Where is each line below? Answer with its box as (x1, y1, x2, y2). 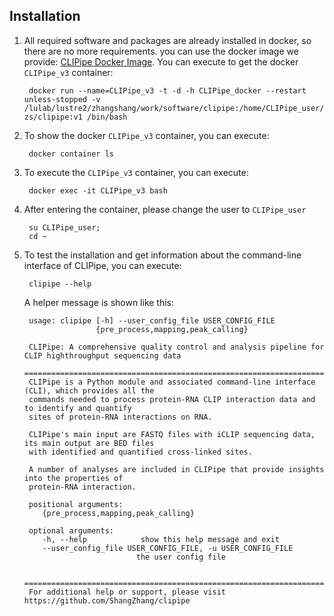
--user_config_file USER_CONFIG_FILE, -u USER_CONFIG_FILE (42, 543, 294, 553)
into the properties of (23, 473, 124, 483)
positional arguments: (28, 499, 124, 509)
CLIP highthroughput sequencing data (23, 350, 182, 361)
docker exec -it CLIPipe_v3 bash (28, 185, 168, 196)
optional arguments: (28, 525, 114, 536)
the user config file (135, 552, 226, 562)
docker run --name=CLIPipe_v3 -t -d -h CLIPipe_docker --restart (28, 85, 307, 96)
